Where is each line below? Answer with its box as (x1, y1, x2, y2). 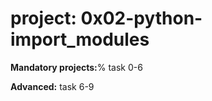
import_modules (10, 28, 150, 51)
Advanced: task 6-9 (10, 80, 95, 92)
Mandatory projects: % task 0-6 (10, 61, 143, 73)
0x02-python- (80, 7, 203, 30)
